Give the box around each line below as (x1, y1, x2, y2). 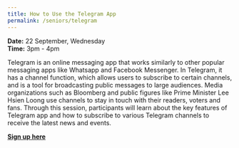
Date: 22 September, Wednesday (7, 36, 106, 45)
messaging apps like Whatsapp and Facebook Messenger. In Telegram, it (7, 65, 223, 74)
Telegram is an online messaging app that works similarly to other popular (7, 58, 225, 66)
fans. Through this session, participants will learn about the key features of (7, 103, 228, 112)
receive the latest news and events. (7, 118, 112, 127)
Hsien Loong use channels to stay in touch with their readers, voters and (7, 95, 221, 104)
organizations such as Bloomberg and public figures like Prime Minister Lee (7, 88, 230, 97)
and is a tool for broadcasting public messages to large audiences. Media (7, 80, 223, 89)
